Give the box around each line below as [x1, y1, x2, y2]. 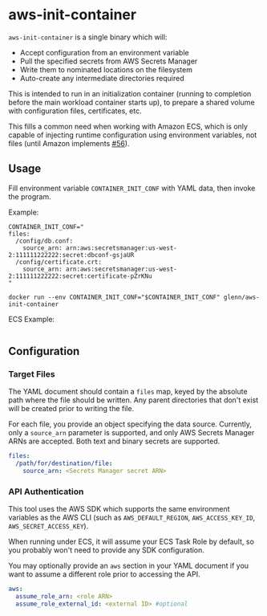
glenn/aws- [223, 293, 261, 301]
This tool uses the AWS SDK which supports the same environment [8, 504, 230, 514]
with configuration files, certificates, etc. [8, 106, 142, 116]
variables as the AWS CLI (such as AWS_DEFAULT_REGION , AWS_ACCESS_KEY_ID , [8, 512, 256, 523]
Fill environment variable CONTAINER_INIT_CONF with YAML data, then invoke [8, 183, 256, 193]
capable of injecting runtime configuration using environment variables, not [8, 130, 257, 140]
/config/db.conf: [15, 237, 74, 245]
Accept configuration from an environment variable [19, 47, 190, 57]
